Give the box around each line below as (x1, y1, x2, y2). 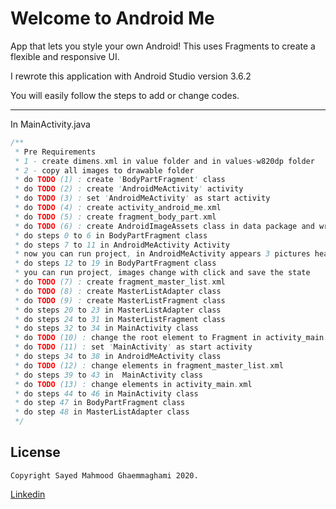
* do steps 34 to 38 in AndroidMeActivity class (14, 352, 222, 362)
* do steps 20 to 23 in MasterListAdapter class (14, 305, 222, 315)
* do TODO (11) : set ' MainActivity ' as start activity (14, 342, 253, 352)
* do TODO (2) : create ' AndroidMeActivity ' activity (14, 184, 244, 194)
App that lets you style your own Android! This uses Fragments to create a (10, 40, 316, 52)
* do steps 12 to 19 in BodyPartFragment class (14, 258, 217, 269)
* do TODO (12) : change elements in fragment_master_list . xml (14, 360, 284, 371)
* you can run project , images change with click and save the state (14, 268, 311, 278)
